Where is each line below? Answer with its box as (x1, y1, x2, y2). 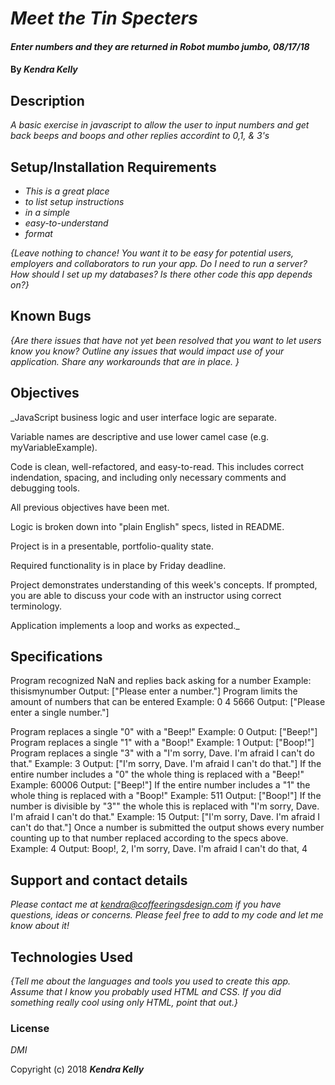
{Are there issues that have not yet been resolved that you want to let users (10, 334, 322, 346)
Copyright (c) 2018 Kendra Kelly (10, 1063, 145, 1076)
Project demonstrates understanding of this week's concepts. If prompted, (10, 578, 318, 591)
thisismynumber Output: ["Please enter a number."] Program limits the (10, 685, 298, 697)
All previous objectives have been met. (10, 501, 170, 513)
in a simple (24, 207, 71, 218)
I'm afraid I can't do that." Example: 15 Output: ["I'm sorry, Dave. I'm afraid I (10, 811, 320, 823)
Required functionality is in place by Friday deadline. (10, 559, 227, 571)
